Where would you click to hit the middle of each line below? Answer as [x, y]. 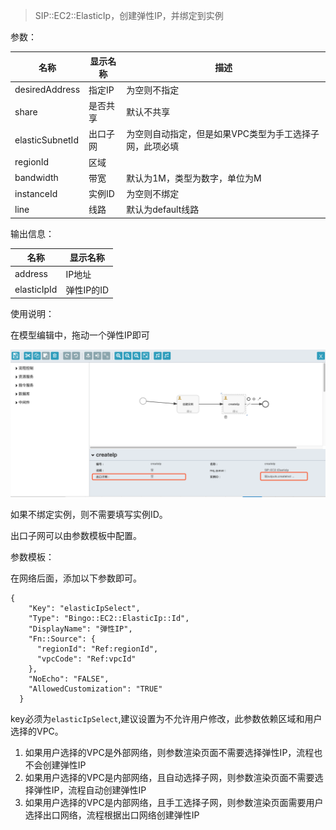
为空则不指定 [153, 90]
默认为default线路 [163, 210]
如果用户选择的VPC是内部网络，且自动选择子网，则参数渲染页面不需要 [169, 777]
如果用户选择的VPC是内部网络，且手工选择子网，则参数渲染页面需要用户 [174, 802]
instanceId [36, 193]
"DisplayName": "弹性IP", [80, 629]
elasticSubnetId [46, 140]
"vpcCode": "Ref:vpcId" [86, 659]
